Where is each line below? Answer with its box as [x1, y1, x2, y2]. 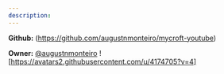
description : [8, 11, 52, 20]
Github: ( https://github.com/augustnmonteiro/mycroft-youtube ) [8, 33, 217, 43]
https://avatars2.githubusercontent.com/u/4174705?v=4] [10, 57, 197, 66]
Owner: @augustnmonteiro [8, 48, 98, 57]
